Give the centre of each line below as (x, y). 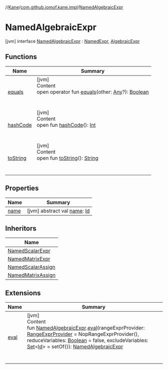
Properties (22, 188)
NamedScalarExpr (29, 251)
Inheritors (21, 228)
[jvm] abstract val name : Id (58, 211)
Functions (21, 57)
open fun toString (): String (67, 158)
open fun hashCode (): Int (66, 125)
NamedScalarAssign (32, 267)
